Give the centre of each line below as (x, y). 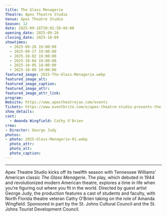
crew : (11, 125)
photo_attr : (22, 144)
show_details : (20, 112)
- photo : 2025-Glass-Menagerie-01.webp (46, 139)
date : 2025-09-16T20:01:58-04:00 (40, 28)
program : (14, 98)
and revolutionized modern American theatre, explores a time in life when (80, 183)
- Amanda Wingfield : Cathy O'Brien (46, 121)
